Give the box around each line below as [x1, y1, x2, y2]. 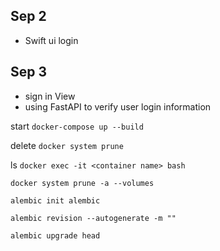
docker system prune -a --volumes [10, 178, 155, 188]
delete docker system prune [10, 139, 124, 151]
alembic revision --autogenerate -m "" [10, 213, 177, 223]
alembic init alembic [10, 195, 101, 206]
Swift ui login [24, 34, 79, 46]
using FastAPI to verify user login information [24, 100, 212, 113]
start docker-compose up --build [10, 120, 144, 132]
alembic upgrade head [10, 230, 101, 241]
